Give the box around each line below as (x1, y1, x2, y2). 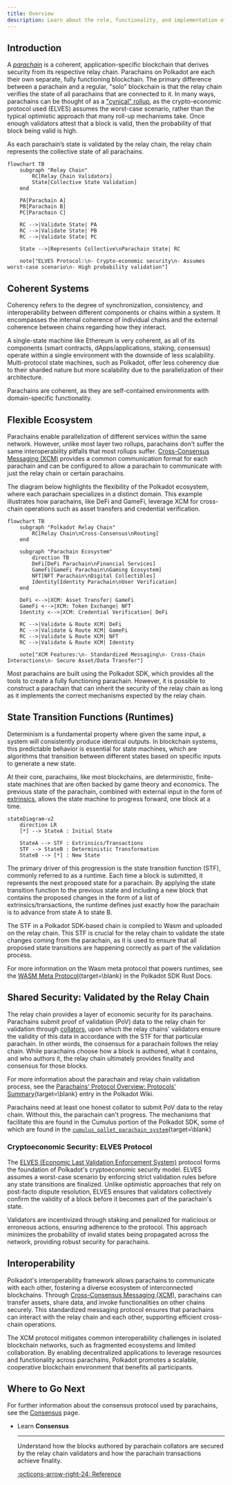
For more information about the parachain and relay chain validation (7, 1075, 200, 1083)
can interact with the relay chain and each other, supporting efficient (7, 1313, 202, 1321)
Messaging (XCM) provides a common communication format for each (7, 454, 209, 462)
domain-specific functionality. (7, 394, 93, 402)
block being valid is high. (7, 127, 78, 135)
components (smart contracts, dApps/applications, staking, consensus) (7, 344, 211, 352)
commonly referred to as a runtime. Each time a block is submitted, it (7, 871, 204, 880)
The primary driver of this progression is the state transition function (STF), (7, 864, 221, 872)
